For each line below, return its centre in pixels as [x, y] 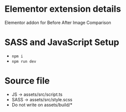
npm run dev [24, 61]
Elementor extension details [63, 9]
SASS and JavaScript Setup [62, 42]
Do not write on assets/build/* [42, 105]
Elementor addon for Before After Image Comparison [58, 22]
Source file [27, 81]
